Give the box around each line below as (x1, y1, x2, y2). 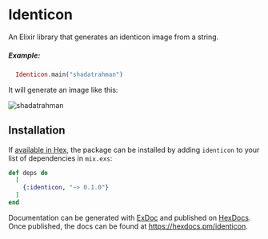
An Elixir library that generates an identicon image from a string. (8, 32, 219, 42)
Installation (8, 124, 66, 137)
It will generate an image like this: (8, 85, 118, 94)
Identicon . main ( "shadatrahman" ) (15, 70, 124, 78)
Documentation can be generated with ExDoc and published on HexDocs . (8, 213, 251, 222)
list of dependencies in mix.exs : (8, 153, 113, 163)
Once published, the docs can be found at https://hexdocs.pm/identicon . (8, 221, 248, 231)
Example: (8, 50, 41, 60)
